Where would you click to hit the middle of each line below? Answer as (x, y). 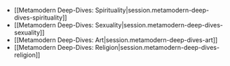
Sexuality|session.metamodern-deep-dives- (159, 25)
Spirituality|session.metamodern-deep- (152, 10)
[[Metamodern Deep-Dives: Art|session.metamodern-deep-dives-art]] (116, 40)
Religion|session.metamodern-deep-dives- (157, 47)
